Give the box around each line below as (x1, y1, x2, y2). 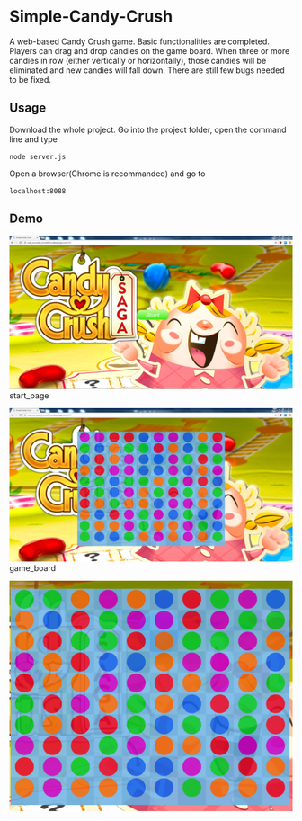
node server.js (9, 152, 67, 161)
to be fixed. (9, 74, 52, 85)
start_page (9, 389, 49, 401)
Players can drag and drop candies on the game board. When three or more (9, 45, 290, 56)
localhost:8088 (9, 186, 67, 195)
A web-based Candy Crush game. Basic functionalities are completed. (9, 36, 270, 47)
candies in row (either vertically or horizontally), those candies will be (9, 55, 267, 66)
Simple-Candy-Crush (9, 6, 173, 27)
